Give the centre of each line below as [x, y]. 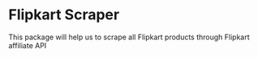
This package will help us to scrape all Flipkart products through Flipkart [129, 37]
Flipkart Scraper [64, 15]
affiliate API [28, 45]
